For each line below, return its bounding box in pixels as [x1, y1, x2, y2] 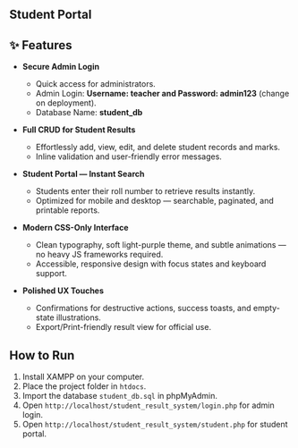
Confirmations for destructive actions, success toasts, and [35, 303, 252, 314]
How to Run [9, 348, 75, 363]
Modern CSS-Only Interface [21, 223, 129, 233]
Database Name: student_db [35, 107, 143, 118]
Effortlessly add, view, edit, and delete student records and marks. [35, 142, 280, 153]
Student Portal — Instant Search [21, 169, 145, 180]
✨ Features [9, 38, 72, 53]
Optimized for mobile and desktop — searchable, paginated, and [35, 196, 275, 207]
